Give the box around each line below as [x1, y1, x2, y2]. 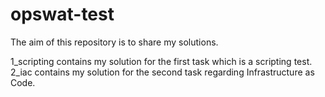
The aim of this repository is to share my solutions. [10, 36, 219, 48]
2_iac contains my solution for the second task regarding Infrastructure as [10, 66, 315, 78]
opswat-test [10, 3, 115, 26]
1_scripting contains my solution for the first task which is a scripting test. [10, 55, 313, 67]
